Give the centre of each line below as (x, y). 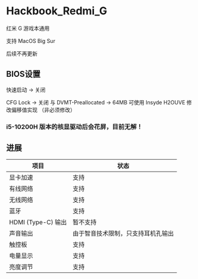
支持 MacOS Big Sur (31, 41)
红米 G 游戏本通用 (28, 28)
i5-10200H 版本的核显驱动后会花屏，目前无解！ (74, 126)
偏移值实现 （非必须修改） (43, 110)
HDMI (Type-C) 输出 (38, 222)
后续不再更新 (22, 53)
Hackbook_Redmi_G (57, 11)
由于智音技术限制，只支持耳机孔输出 (123, 234)
